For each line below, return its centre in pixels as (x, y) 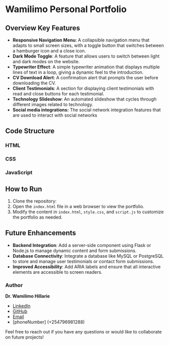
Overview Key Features (43, 28)
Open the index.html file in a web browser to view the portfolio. (78, 206)
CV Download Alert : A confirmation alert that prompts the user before (85, 78)
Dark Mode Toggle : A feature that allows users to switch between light (86, 56)
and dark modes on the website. (46, 61)
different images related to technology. (53, 104)
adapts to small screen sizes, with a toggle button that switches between (88, 45)
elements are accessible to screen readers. (57, 272)
